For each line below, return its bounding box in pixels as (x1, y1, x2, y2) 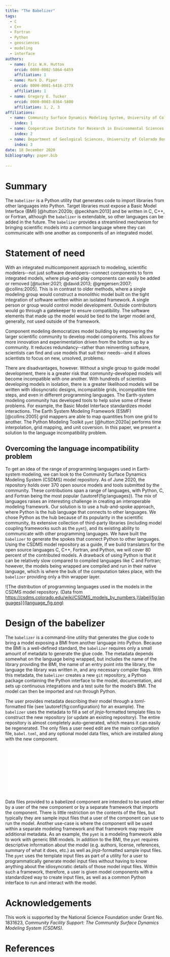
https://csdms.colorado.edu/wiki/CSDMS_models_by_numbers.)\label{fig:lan (5, 594, 165, 600)
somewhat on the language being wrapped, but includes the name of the (5, 655, 157, 662)
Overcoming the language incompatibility (5, 444, 139, 453)
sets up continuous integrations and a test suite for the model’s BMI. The (5, 683, 156, 689)
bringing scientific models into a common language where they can (5, 224, 146, 230)
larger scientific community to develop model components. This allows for (5, 334, 160, 340)
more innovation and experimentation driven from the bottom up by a (5, 339, 149, 345)
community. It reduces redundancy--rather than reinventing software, (5, 344, 150, 350)
